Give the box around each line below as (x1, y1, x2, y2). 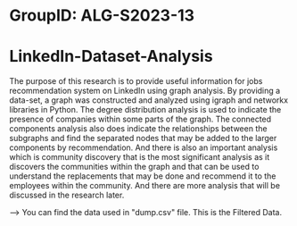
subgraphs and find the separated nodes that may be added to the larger (9, 133, 277, 144)
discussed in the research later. (9, 189, 125, 201)
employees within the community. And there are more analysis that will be (9, 180, 281, 191)
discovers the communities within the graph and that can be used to (9, 162, 260, 172)
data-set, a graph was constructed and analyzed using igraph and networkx (9, 95, 288, 105)
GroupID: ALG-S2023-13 (9, 5, 194, 26)
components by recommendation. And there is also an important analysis (9, 142, 278, 153)
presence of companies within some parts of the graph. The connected (9, 113, 272, 125)
